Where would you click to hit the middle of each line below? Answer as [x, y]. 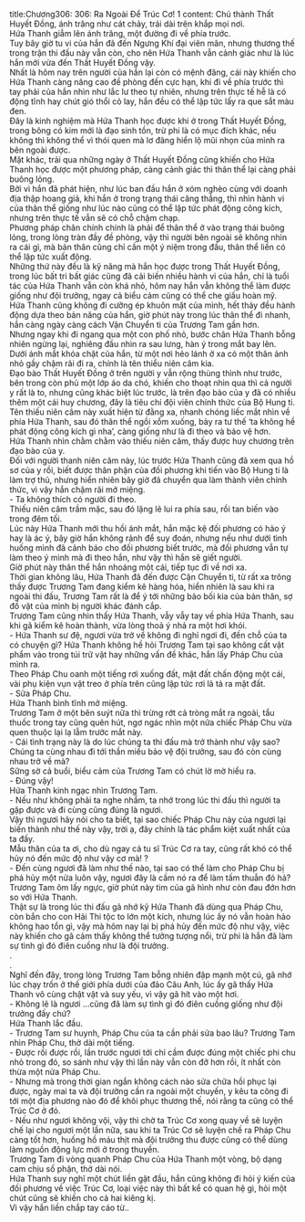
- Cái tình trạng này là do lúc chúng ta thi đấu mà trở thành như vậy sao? [145, 742]
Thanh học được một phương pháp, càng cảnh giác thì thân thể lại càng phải [152, 169]
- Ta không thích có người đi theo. [73, 499]
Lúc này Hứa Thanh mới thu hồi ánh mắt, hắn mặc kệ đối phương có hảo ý [148, 528]
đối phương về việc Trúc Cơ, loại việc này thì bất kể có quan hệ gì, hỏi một [148, 1188]
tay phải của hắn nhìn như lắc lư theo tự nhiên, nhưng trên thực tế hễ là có [148, 92]
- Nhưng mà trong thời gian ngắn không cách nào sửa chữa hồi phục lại [143, 1081]
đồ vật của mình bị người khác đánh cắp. [86, 606]
